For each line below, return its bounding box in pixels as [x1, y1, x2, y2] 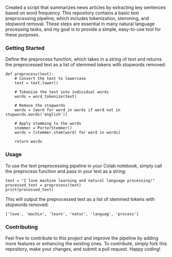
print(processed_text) [5, 187, 54, 192]
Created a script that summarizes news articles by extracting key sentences [5, 5, 166, 10]
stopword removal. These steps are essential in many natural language [5, 21, 155, 27]
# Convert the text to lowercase [14, 76, 86, 81]
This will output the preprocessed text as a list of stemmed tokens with [5, 196, 155, 202]
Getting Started [5, 44, 45, 51]
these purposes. [5, 32, 40, 38]
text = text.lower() [14, 81, 59, 86]
